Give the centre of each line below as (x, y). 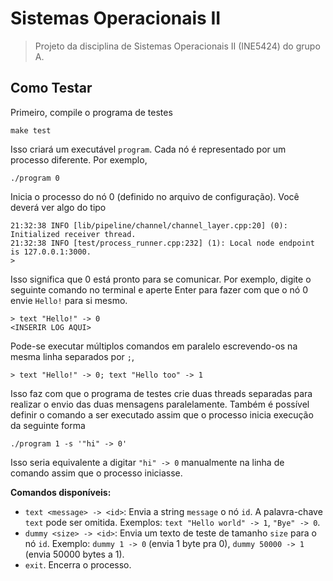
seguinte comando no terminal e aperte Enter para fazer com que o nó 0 (159, 289)
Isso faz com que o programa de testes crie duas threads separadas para (161, 393)
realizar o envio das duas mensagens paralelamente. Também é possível (160, 404)
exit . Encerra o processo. (78, 564)
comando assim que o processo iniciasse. (96, 473)
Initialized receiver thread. (73, 234)
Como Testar (51, 88)
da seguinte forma (48, 425)
